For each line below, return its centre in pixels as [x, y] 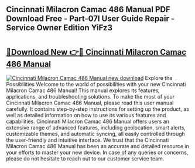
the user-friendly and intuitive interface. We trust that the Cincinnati [88, 140]
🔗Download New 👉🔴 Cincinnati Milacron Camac [96, 52]
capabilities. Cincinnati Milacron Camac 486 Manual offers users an [88, 121]
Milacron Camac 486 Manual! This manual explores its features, [83, 90]
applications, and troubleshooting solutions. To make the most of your [90, 97]
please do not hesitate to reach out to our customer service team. [85, 159]
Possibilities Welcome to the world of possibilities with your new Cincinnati [96, 84]
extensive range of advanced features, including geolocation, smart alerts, [96, 127]
